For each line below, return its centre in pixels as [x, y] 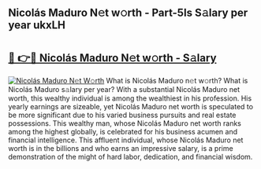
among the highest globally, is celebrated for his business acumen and [123, 132]
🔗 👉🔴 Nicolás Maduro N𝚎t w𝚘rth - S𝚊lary [112, 58]
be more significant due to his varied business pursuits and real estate [122, 115]
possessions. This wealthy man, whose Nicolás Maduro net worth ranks [125, 123]
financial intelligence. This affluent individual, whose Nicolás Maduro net [126, 140]
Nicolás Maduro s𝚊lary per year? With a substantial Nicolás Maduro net [124, 89]
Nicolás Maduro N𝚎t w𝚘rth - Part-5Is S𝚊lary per [128, 13]
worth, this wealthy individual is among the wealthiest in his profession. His [130, 98]
